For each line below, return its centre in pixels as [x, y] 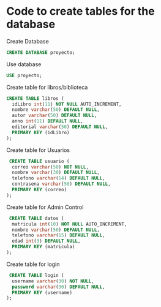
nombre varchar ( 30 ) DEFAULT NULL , [56, 173]
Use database [24, 64]
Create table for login [33, 264]
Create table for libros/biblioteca [47, 87]
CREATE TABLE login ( [36, 275]
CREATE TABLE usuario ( [39, 161]
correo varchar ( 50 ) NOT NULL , [50, 167]
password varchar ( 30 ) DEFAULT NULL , [58, 287]
